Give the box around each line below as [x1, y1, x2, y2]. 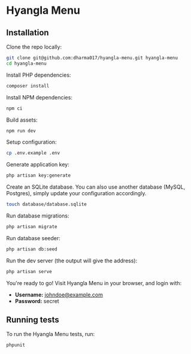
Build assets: [6, 116, 38, 123]
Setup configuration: [6, 138, 57, 146]
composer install [6, 83, 50, 89]
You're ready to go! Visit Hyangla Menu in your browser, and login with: [6, 279, 182, 286]
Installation [6, 28, 49, 38]
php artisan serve [6, 268, 52, 274]
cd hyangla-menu [6, 60, 47, 66]
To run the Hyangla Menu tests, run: [6, 331, 95, 338]
